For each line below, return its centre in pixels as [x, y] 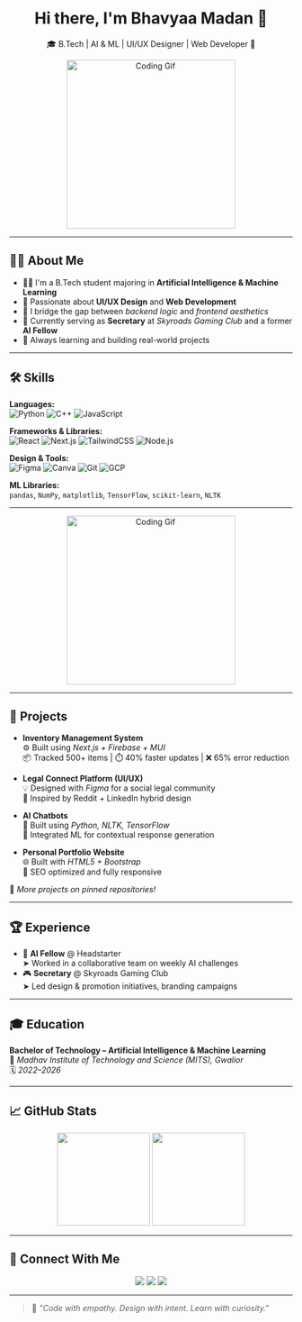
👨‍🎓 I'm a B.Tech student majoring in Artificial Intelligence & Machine [150, 282]
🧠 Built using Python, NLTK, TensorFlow [96, 825]
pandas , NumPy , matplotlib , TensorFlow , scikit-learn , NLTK [115, 494]
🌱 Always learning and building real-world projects [116, 340]
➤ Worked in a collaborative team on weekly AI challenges [130, 964]
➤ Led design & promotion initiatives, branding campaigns [130, 986]
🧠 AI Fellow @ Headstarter [71, 954]
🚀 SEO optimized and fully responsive [92, 872]
